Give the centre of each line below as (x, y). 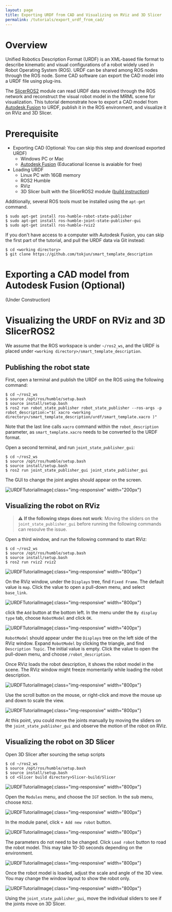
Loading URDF (28, 170)
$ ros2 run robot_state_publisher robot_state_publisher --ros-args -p (83, 408)
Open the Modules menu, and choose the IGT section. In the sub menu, (80, 796)
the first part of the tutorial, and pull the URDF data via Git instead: (75, 240)
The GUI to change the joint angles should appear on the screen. (74, 480)
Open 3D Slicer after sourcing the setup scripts (55, 754)
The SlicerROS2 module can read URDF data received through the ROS (80, 91)
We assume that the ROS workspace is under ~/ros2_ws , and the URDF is (82, 346)
